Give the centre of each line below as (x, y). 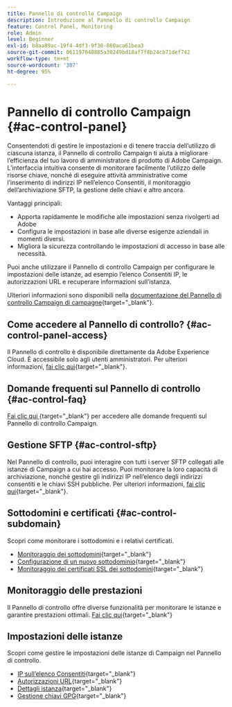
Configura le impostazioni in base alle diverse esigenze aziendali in (113, 232)
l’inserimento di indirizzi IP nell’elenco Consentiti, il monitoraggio (99, 183)
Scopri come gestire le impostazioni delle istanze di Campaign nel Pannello (114, 653)
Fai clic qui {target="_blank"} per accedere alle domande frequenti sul (107, 416)
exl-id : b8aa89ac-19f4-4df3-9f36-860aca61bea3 (75, 46)
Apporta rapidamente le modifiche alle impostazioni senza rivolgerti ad (118, 217)
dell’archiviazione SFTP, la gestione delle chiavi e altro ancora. (96, 190)
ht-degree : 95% (29, 71)
